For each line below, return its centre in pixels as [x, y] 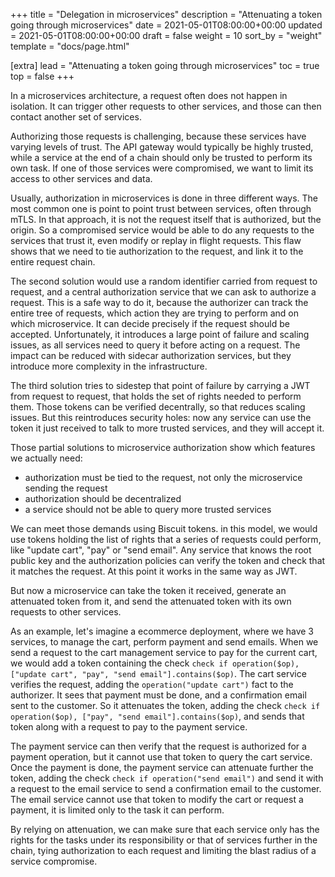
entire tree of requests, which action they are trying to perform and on [154, 313]
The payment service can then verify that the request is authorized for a [158, 746]
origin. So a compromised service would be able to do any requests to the [162, 230]
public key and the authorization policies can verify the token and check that [168, 560]
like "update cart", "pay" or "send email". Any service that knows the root [161, 550]
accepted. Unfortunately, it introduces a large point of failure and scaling [160, 334]
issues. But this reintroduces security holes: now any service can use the [161, 417]
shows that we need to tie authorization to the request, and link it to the [157, 251]
